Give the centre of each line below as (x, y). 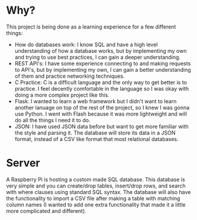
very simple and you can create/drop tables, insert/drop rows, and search (96, 186)
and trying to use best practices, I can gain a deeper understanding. (98, 57)
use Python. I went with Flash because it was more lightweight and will (101, 114)
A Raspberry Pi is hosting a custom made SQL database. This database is (96, 179)
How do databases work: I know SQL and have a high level (86, 44)
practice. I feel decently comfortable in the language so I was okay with (102, 88)
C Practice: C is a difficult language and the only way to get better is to (101, 82)
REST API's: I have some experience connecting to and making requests (103, 63)
